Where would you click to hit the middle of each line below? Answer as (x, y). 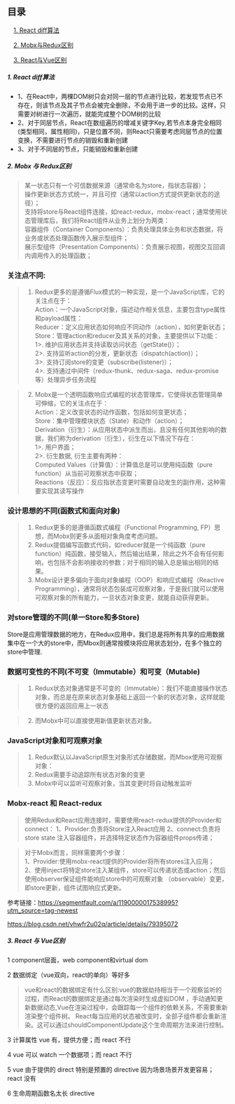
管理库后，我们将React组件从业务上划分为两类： (100, 220)
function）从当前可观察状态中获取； (86, 473)
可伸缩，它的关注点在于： (72, 403)
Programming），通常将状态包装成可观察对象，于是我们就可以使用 (129, 589)
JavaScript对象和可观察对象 (55, 740)
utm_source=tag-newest (43, 910)
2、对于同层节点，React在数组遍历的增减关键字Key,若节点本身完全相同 (119, 122)
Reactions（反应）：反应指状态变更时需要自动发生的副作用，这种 (127, 483)
